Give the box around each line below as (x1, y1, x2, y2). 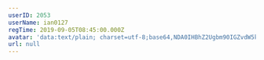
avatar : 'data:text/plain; (8, 33, 97, 41)
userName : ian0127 (8, 19, 68, 26)
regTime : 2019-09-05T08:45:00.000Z (8, 26, 125, 34)
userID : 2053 (8, 11, 51, 19)
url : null (8, 41, 41, 48)
